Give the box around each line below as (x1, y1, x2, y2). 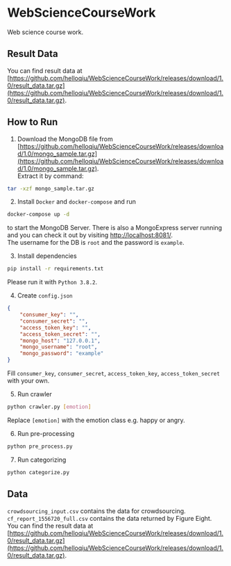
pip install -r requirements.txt (7, 266, 104, 273)
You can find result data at (7, 66, 83, 74)
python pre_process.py (7, 443, 73, 450)
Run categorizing (17, 455, 67, 464)
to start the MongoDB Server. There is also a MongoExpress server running (7, 224, 223, 232)
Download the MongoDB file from (17, 134, 113, 143)
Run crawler (17, 390, 52, 398)
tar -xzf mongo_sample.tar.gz (7, 185, 95, 192)
